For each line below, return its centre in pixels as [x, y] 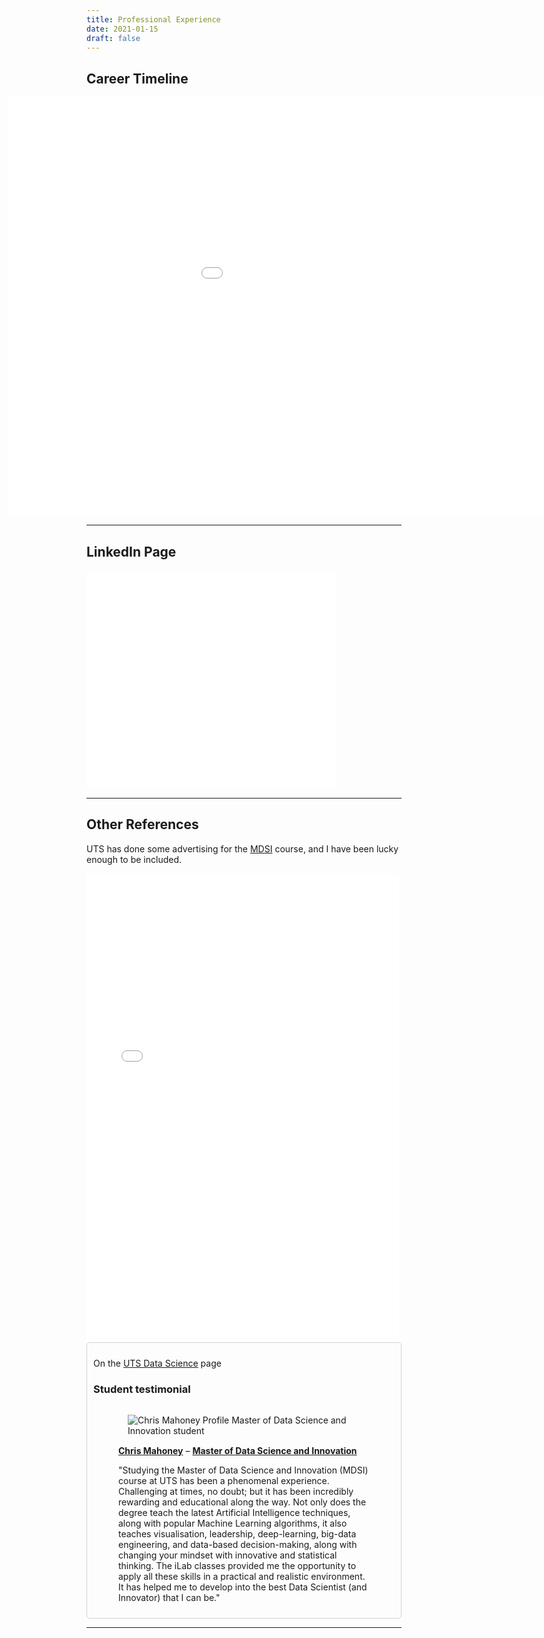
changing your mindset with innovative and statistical [228, 1555]
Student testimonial [142, 1389]
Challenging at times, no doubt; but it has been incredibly [236, 1492]
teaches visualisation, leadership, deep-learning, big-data [237, 1534]
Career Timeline [137, 78]
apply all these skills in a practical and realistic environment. [242, 1577]
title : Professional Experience [153, 19]
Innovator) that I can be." [169, 1598]
